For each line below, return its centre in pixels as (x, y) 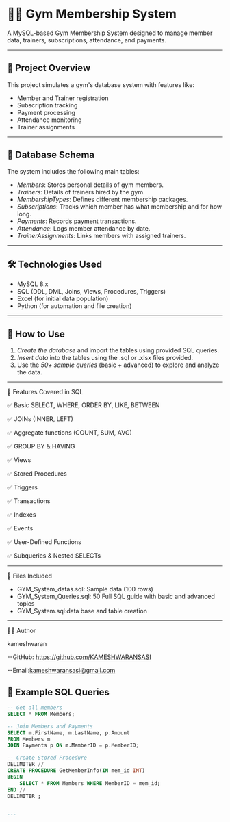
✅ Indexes (22, 515)
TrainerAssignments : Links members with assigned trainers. (101, 235)
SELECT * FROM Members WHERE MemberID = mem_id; (90, 783)
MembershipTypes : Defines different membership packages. (102, 199)
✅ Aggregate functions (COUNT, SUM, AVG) (69, 433)
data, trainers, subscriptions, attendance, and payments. (87, 40)
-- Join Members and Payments (50, 726)
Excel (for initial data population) (63, 299)
